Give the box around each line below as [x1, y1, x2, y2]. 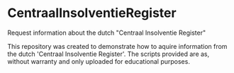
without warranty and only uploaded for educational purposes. [7, 57, 190, 65]
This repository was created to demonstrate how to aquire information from [7, 42, 228, 50]
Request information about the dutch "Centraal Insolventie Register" [7, 28, 206, 37]
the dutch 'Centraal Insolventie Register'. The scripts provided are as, [7, 50, 210, 58]
